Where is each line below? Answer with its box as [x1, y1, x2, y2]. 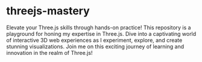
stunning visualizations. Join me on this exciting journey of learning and [6, 43, 185, 50]
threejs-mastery [6, 4, 90, 18]
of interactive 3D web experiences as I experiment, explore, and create [6, 36, 183, 44]
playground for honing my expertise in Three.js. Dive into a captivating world [6, 30, 197, 37]
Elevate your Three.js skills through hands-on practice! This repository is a [6, 24, 191, 31]
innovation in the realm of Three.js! [6, 49, 93, 56]
